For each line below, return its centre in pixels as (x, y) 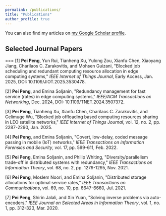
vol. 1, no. (151, 203)
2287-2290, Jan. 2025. (29, 128)
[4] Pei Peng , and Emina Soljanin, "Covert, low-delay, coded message (76, 137)
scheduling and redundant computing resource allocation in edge (72, 71)
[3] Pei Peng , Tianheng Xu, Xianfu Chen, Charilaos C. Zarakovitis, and (76, 112)
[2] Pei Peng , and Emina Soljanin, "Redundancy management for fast (75, 91)
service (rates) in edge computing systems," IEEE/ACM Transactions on (78, 97)
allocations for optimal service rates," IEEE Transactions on (65, 183)
